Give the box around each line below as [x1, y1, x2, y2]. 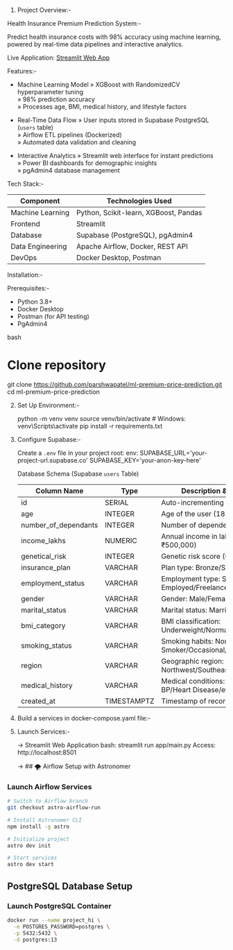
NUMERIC [105, 535, 137, 545]
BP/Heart [161, 684, 191, 694]
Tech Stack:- [7, 180, 44, 188]
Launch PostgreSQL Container [7, 901, 112, 910]
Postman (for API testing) [17, 312, 90, 320]
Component [19, 196, 60, 205]
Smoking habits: [161, 636, 214, 646]
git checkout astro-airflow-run [7, 804, 101, 811]
